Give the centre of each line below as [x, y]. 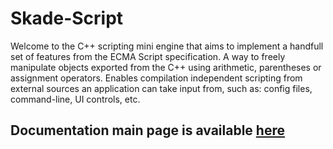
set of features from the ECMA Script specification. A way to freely [148, 56]
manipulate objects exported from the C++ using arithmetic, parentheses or [166, 67]
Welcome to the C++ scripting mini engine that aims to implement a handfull [167, 46]
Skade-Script [67, 18]
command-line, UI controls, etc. [75, 99]
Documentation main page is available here [147, 130]
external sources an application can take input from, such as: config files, [161, 88]
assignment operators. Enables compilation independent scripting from [156, 78]
